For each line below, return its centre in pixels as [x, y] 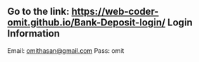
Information [34, 33]
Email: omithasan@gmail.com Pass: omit [66, 50]
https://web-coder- [115, 12]
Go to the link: [38, 12]
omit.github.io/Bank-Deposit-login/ [86, 23]
